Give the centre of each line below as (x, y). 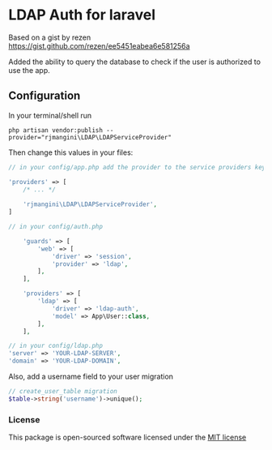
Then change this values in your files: (71, 152)
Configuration (45, 96)
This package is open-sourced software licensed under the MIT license (127, 437)
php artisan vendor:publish (56, 130)
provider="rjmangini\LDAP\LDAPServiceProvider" (90, 137)
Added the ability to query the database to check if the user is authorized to (135, 62)
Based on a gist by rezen (50, 37)
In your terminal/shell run (50, 115)
